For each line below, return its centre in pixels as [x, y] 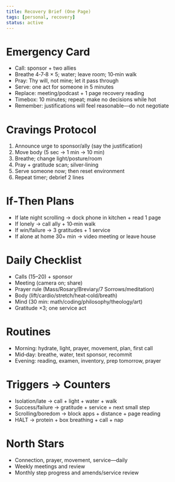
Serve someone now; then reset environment [70, 171]
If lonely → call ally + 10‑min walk [55, 224]
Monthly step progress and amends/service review [77, 473]
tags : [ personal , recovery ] [41, 17]
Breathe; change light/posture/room [58, 159]
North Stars [35, 444]
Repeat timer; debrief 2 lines [49, 177]
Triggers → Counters [58, 385]
